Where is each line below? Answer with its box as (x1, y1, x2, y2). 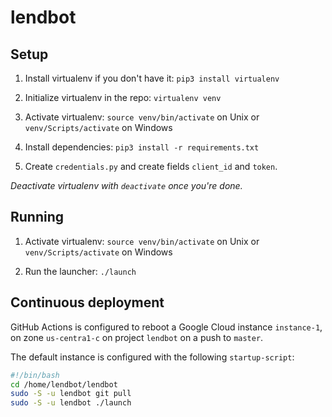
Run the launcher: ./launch (24, 265, 137, 277)
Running (10, 209, 65, 226)
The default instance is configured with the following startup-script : (10, 351, 295, 363)
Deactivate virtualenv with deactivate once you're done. (10, 180, 243, 191)
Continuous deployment (10, 294, 165, 311)
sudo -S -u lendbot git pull (10, 389, 132, 399)
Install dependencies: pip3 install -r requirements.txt (24, 141, 260, 153)
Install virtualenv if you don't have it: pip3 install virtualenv (24, 72, 280, 84)
